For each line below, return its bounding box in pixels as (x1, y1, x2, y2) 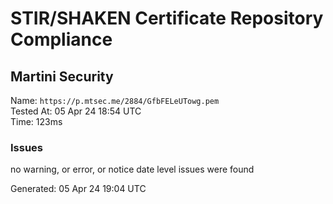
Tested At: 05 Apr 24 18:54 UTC (10, 105, 142, 117)
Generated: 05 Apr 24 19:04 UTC (10, 183, 147, 195)
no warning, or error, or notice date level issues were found (10, 163, 255, 176)
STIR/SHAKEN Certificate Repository (10, 7, 324, 30)
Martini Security (10, 68, 114, 85)
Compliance (10, 28, 113, 51)
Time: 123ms (10, 116, 63, 127)
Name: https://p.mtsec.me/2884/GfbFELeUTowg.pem (10, 95, 220, 106)
